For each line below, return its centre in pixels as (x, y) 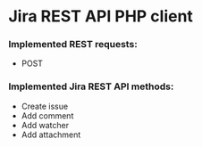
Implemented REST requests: (73, 45)
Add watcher (45, 125)
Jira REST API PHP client (101, 16)
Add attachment (51, 135)
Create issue (45, 106)
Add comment (47, 115)
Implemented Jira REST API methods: (91, 86)
